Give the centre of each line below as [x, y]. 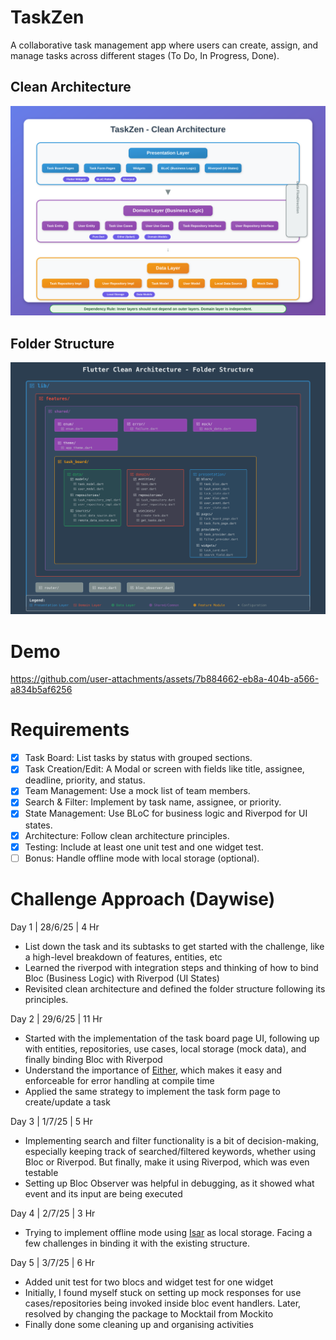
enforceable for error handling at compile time [119, 1080]
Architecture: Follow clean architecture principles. [127, 835]
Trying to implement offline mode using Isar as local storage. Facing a [168, 1232]
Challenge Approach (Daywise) [143, 898]
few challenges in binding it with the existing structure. [137, 1243]
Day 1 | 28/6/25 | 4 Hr [55, 927]
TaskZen [47, 17]
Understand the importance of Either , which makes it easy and [153, 1070]
